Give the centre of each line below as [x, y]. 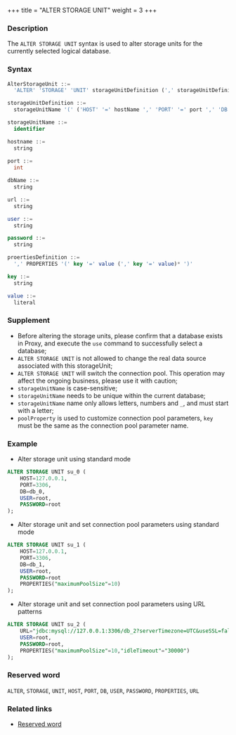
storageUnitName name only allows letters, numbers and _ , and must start [123, 403]
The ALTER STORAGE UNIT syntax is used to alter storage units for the [105, 44]
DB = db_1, [33, 564]
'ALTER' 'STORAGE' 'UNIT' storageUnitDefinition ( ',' [94, 91]
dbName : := [23, 181]
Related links [30, 708]
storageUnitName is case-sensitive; [67, 388]
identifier [29, 129]
